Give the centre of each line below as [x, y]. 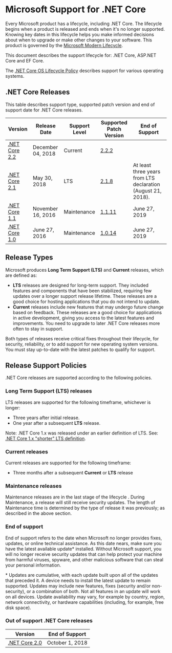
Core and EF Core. [25, 60]
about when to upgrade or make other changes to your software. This [79, 40]
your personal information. [33, 565]
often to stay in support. [38, 329]
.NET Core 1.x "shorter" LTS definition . [46, 438]
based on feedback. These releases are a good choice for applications [87, 312]
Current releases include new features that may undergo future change [88, 307]
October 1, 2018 [67, 642]
